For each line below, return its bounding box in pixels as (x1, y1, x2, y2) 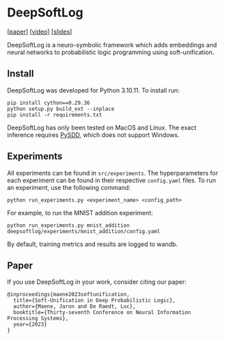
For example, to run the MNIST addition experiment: (7, 208, 153, 217)
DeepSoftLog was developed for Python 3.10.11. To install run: (7, 86, 180, 94)
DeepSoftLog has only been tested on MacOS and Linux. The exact (7, 123, 197, 132)
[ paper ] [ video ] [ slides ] (7, 27, 72, 36)
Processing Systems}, (7, 315, 69, 322)
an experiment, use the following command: (7, 183, 131, 191)
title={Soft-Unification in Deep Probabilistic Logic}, (13, 297, 176, 304)
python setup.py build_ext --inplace (7, 105, 115, 112)
